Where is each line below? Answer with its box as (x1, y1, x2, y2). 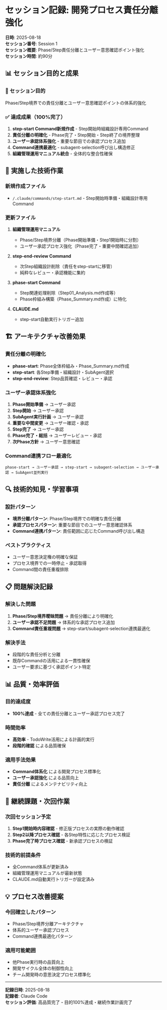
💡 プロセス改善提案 (5, 892, 64, 901)
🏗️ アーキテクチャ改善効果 (5, 332, 86, 341)
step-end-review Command (12, 253, 71, 259)
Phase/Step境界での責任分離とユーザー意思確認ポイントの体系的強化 (5, 100, 147, 106)
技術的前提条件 (5, 852, 41, 859)
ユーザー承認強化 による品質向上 (12, 775, 80, 781)
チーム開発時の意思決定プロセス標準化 (12, 972, 91, 978)
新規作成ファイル (5, 183, 46, 190)
